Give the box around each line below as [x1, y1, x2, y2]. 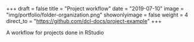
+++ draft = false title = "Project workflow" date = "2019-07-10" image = [6, 5, 184, 12]
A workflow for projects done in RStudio [6, 29, 104, 36]
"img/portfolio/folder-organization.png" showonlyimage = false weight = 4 [6, 11, 189, 18]
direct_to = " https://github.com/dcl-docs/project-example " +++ [6, 18, 162, 24]
